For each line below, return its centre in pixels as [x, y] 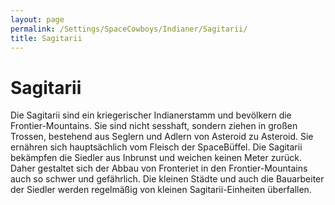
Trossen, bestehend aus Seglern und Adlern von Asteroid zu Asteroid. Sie [162, 137]
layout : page [37, 19]
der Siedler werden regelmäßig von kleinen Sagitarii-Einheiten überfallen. [161, 190]
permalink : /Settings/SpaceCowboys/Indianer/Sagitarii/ [129, 29]
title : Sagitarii [46, 38]
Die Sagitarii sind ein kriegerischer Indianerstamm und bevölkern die [151, 115]
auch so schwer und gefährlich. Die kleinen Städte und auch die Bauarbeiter [167, 179]
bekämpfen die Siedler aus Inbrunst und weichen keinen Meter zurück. [156, 158]
